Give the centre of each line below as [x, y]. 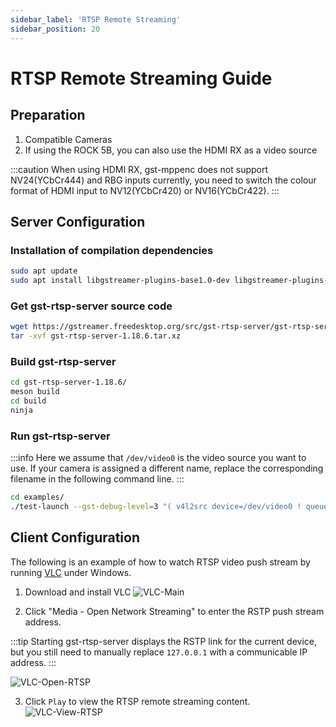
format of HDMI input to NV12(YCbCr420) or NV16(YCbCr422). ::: [145, 190]
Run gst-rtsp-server [60, 436]
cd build [28, 401]
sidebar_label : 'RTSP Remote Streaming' [96, 19]
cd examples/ [37, 497]
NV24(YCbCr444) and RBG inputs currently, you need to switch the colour [163, 180]
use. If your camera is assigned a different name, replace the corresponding [167, 468]
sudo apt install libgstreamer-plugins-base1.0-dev [120, 281]
